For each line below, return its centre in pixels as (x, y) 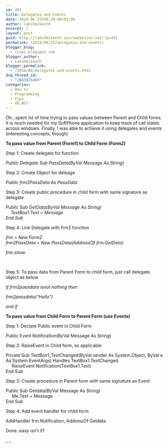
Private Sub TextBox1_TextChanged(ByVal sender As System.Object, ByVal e (84, 355)
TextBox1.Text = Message (37, 213)
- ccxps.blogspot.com (33, 52)
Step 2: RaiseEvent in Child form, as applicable (54, 345)
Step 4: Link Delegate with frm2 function (47, 228)
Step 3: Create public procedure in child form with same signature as (77, 192)
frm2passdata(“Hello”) (29, 297)
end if (12, 307)
